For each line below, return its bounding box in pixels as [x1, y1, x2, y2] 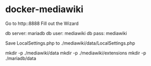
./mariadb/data [5, 55, 36, 61]
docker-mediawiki [5, 4, 84, 15]
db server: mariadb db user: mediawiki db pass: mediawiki [5, 30, 127, 36]
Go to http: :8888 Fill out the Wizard [5, 20, 79, 26]
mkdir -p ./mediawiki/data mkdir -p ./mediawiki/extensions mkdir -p [5, 50, 146, 56]
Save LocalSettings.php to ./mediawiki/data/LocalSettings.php [5, 40, 135, 46]
